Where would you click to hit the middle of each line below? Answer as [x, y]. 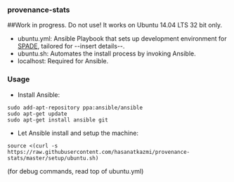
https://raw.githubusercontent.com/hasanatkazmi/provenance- [99, 152]
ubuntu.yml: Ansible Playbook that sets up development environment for [122, 39]
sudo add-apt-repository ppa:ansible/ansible [75, 108]
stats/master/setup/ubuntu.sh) [53, 158]
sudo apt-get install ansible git [58, 120]
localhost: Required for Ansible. [63, 61]
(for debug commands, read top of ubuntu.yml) [76, 171]
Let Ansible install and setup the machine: [78, 133]
